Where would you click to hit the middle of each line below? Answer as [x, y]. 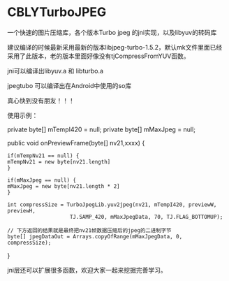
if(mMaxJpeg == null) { [42, 180]
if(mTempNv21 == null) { [43, 156]
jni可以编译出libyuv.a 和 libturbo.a [55, 71]
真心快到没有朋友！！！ [41, 100]
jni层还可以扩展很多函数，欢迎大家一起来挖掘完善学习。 [87, 270]
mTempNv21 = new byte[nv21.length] [59, 161]
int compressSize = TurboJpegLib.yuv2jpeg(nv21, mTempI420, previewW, [112, 204]
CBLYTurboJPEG [57, 12]
